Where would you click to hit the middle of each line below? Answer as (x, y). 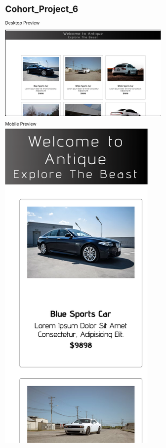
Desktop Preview (22, 23)
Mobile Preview (21, 124)
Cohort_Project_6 (42, 9)
